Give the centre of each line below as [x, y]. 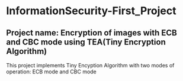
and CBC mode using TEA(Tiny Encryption [86, 42]
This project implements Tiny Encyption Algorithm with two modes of [90, 65]
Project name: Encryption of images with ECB [92, 33]
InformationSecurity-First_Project [91, 11]
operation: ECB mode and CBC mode [51, 72]
